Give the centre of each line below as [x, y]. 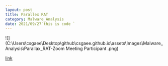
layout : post [19, 10]
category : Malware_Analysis [35, 19]
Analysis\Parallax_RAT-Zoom [35, 48]
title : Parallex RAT [27, 14]
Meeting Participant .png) [92, 48]
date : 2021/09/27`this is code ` [40, 24]
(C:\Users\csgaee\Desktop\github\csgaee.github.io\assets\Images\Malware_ [84, 43]
